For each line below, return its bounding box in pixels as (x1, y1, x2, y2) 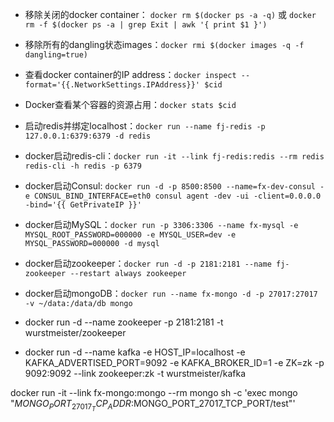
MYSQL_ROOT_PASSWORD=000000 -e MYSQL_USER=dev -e (24, 230, 237, 240)
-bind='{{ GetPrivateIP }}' (24, 200, 142, 210)
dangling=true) (24, 50, 89, 60)
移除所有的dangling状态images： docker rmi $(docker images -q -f (24, 39, 305, 50)
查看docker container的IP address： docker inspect (24, 69, 237, 80)
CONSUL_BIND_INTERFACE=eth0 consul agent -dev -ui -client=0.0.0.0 (34, 191, 322, 201)
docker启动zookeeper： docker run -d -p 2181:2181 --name (24, 258, 272, 269)
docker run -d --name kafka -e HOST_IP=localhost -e (24, 346, 246, 358)
